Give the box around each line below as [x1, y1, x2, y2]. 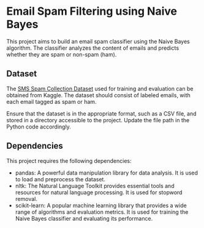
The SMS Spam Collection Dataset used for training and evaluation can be [6, 85, 194, 92]
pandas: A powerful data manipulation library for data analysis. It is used [15, 169, 198, 176]
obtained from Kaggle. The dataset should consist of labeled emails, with [6, 91, 191, 99]
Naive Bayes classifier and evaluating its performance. [15, 214, 153, 222]
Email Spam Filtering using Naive [6, 4, 178, 18]
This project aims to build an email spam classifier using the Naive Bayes [6, 37, 190, 45]
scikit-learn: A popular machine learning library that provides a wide [15, 202, 187, 209]
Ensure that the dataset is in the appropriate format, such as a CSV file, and [6, 109, 197, 117]
